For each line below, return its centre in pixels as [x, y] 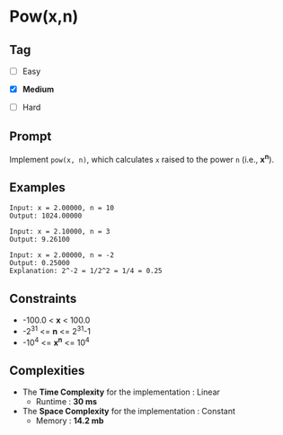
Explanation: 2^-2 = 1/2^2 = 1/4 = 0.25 [86, 271]
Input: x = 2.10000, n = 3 [60, 232]
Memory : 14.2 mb [70, 421]
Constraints [43, 298]
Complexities [47, 370]
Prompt [31, 136]
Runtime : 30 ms [66, 402]
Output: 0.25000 [40, 263]
